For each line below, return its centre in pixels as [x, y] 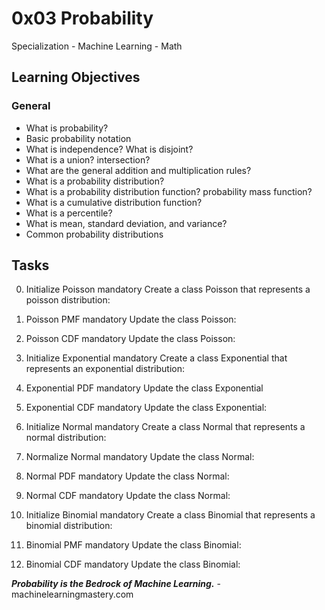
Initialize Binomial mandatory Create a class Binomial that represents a [170, 515]
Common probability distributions [94, 234]
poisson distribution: [68, 300]
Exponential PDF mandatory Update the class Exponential [144, 388]
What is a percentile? [69, 213]
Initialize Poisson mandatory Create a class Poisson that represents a [168, 289]
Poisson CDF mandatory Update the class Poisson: [130, 339]
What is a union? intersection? [88, 159]
